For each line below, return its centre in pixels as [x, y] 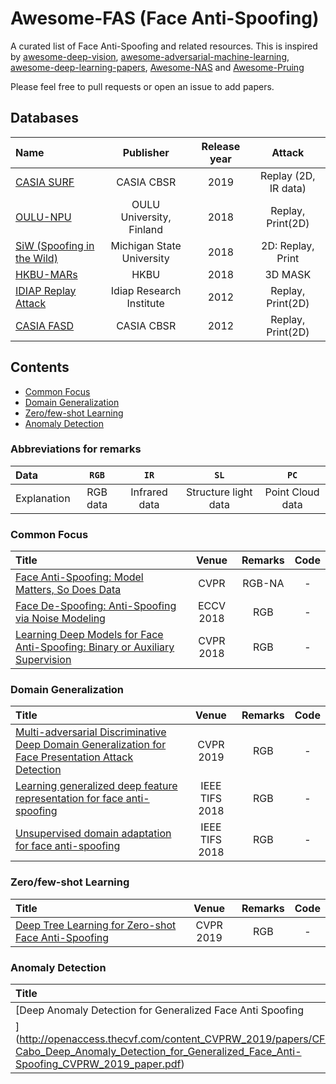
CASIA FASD [45, 325]
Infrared [149, 492]
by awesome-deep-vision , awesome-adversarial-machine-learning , [150, 56]
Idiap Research [146, 290]
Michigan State [146, 245]
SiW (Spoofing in [55, 245]
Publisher [146, 152]
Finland [146, 229]
